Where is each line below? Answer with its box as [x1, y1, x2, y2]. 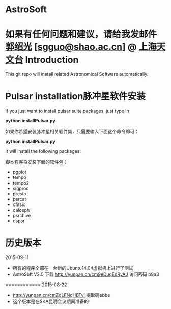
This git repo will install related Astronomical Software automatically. [5, 71, 149, 78]
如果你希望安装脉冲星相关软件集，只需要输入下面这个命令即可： [5, 128, 139, 135]
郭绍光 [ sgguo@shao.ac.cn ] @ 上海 [5, 41, 157, 53]
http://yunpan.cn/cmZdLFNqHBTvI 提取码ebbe [12, 292, 110, 298]
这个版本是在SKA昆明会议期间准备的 [12, 298, 89, 304]
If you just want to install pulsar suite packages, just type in [5, 108, 129, 114]
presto [12, 191, 26, 197]
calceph [12, 207, 30, 213]
